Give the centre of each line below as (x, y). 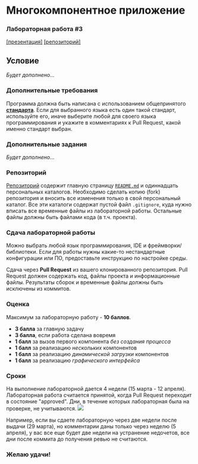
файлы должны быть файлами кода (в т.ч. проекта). (72, 217)
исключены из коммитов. (39, 289)
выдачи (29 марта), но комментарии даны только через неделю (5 (91, 426)
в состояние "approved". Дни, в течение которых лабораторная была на (98, 401)
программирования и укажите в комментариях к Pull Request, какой (94, 122)
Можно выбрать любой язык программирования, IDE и (76, 245)
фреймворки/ (165, 245)
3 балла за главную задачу (49, 329)
